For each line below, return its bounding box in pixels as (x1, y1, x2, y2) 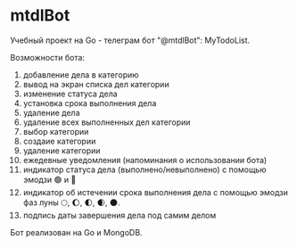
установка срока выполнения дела (22, 97, 157, 108)
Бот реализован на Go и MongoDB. (10, 226, 143, 237)
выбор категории (22, 126, 89, 136)
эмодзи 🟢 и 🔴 (22, 174, 77, 185)
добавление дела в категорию (22, 69, 139, 80)
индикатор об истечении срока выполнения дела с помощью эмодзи (22, 186, 289, 197)
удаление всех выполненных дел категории (22, 117, 191, 128)
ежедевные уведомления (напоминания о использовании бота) (22, 154, 268, 165)
